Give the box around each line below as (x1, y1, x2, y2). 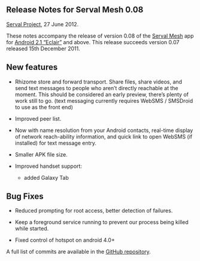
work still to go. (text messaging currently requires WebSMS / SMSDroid (14, 97, 193, 104)
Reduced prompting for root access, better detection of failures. (14, 207, 173, 214)
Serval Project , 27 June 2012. (6, 20, 79, 27)
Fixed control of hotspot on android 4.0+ (14, 237, 115, 244)
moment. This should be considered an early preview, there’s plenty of (14, 91, 189, 98)
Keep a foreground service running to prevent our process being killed (14, 219, 189, 226)
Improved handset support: (14, 162, 83, 170)
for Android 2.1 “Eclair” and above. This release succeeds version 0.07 (6, 38, 180, 45)
